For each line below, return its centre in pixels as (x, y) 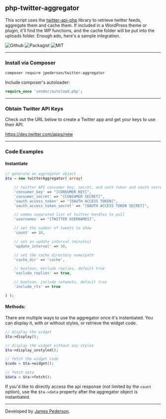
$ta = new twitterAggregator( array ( (44, 179)
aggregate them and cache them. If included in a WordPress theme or (76, 25)
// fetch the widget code (32, 359)
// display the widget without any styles (49, 345)
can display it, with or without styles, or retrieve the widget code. (71, 323)
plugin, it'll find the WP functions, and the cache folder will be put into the (80, 30)
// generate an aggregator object (41, 174)
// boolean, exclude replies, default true (60, 268)
